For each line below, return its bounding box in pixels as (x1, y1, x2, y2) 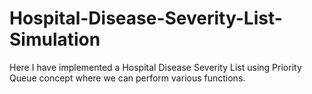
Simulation (9, 28, 101, 51)
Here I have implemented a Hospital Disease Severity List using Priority (9, 61, 302, 73)
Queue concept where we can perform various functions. (9, 72, 246, 84)
